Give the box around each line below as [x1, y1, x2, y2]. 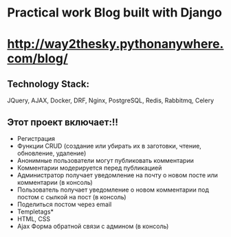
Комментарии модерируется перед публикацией [16, 163, 162, 172]
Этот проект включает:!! [7, 116, 118, 128]
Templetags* [16, 207, 54, 216]
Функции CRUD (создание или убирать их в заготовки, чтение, [16, 142, 201, 150]
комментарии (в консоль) [16, 179, 93, 186]
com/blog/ [7, 51, 69, 67]
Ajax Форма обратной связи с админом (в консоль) [16, 222, 169, 230]
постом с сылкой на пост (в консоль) [16, 193, 126, 201]
